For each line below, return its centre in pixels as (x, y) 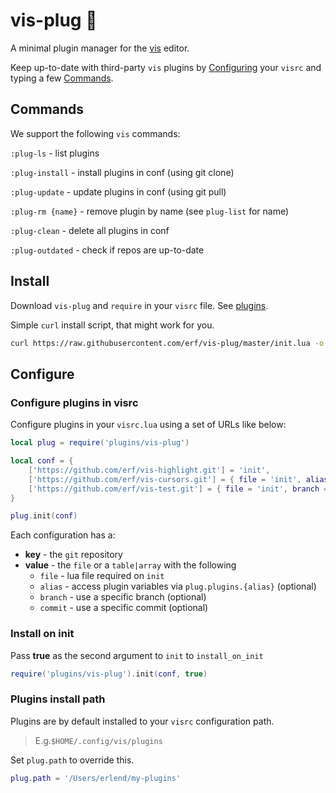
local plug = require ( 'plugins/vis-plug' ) (100, 443)
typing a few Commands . (62, 78)
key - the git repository (73, 555)
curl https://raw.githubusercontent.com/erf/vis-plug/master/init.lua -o (167, 343)
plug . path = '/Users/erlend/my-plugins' (96, 778)
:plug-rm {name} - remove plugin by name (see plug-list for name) (150, 211)
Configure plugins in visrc (74, 402)
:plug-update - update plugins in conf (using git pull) (118, 191)
